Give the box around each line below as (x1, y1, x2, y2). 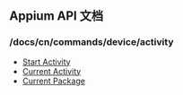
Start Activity (22, 56, 71, 67)
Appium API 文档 (9, 8, 104, 24)
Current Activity (22, 65, 82, 76)
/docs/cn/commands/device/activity (9, 36, 174, 48)
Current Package (22, 75, 85, 86)
